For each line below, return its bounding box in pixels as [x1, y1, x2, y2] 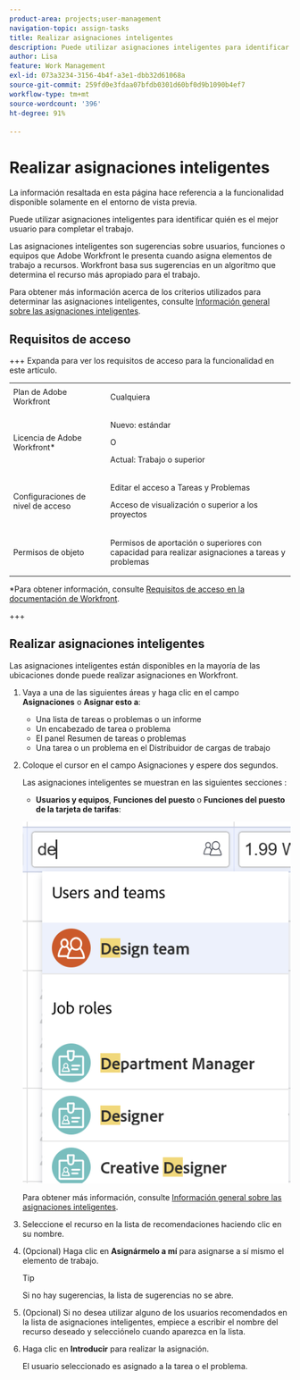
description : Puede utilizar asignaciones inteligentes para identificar [9, 43, 290, 52]
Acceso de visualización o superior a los [110, 500, 259, 510]
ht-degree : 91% [9, 108, 66, 118]
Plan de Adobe [12, 387, 68, 398]
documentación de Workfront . [9, 593, 121, 603]
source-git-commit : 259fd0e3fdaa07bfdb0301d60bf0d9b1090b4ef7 [9, 80, 246, 89]
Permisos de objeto [12, 546, 85, 558]
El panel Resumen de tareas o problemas [35, 733, 187, 744]
